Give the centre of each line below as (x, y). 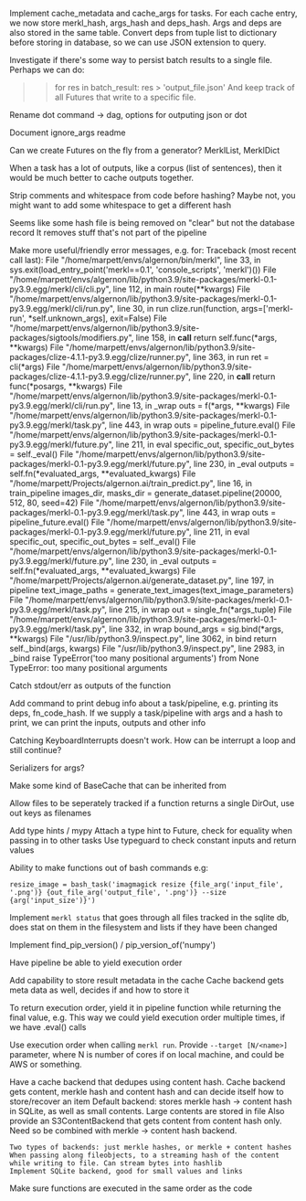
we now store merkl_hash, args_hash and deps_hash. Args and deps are (146, 23)
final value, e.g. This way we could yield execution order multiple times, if (148, 1017)
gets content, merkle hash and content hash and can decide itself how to (147, 1092)
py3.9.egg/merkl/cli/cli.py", (60, 289)
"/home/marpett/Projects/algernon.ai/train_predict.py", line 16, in (131, 483)
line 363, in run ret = (231, 357)
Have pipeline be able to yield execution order (96, 962)
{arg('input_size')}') (53, 900)
